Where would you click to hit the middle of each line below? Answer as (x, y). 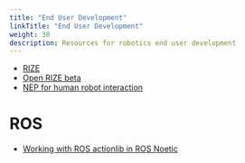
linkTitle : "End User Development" (76, 26)
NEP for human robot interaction (82, 87)
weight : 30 (30, 34)
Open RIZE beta (52, 78)
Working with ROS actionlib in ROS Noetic (100, 149)
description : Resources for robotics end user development (123, 43)
